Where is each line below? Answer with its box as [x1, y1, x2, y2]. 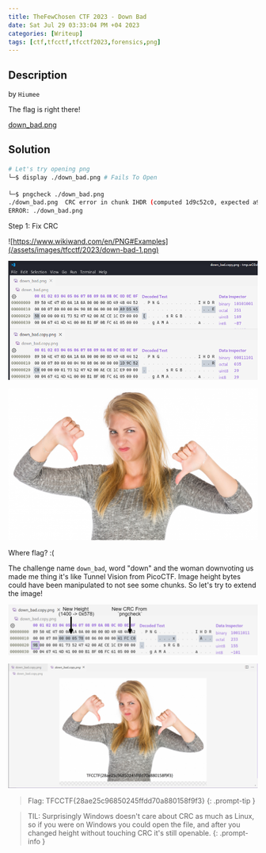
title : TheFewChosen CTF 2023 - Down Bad [8, 13, 147, 21]
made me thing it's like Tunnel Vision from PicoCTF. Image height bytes [8, 572, 241, 582]
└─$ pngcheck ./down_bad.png [8, 190, 104, 198]
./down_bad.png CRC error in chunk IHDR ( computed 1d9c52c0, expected [8, 198, 249, 206]
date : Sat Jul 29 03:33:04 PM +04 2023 [8, 21, 140, 29]
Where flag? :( [8, 548, 55, 558]
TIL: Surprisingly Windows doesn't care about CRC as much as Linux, [27, 811, 255, 820]
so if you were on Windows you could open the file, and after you [27, 820, 241, 829]
